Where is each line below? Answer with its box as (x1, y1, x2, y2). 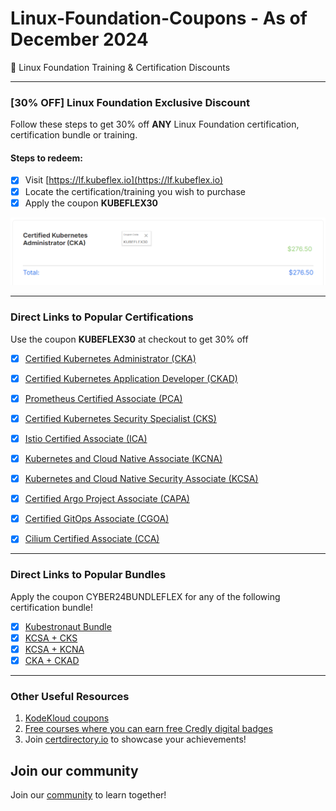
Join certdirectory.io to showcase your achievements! (24, 733, 247, 746)
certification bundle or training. (10, 129, 138, 141)
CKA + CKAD (24, 654, 80, 666)
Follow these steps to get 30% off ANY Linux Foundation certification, (10, 118, 300, 131)
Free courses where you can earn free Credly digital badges (24, 723, 273, 735)
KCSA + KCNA (24, 643, 85, 655)
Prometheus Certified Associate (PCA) (24, 392, 183, 404)
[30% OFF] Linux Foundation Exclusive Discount (10, 95, 250, 109)
